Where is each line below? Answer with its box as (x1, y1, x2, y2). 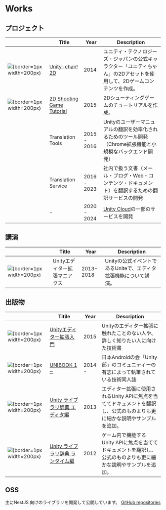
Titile (58, 313, 71, 320)
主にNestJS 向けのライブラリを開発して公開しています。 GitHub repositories (5, 500, 161, 506)
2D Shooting (49, 95, 79, 102)
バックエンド (118, 148, 148, 155)
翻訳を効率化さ (118, 126, 153, 132)
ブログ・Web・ (113, 172, 149, 179)
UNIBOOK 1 (49, 361, 78, 368)
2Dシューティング (103, 94, 145, 101)
